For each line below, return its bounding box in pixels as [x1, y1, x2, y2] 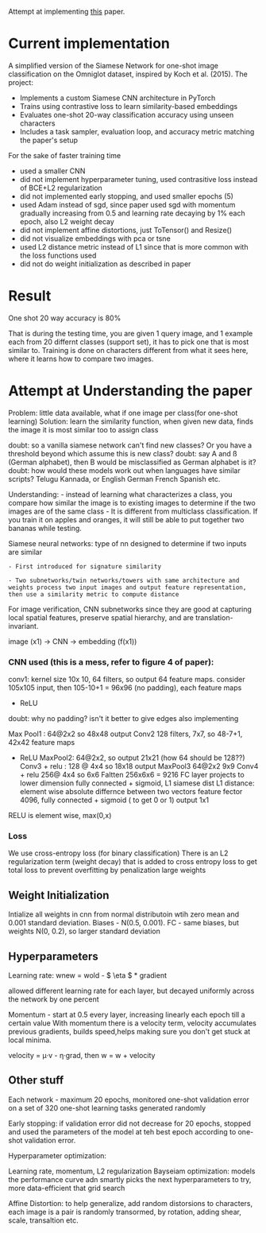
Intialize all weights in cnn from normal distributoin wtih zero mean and [8, 909, 240, 919]
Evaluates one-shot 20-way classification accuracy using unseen [19, 110, 234, 119]
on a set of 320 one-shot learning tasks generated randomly [8, 1103, 206, 1112]
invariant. [8, 621, 39, 630]
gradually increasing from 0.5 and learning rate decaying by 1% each [19, 208, 245, 218]
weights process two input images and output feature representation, [8, 584, 247, 591]
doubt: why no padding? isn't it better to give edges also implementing [8, 714, 239, 723]
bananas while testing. [8, 523, 82, 533]
